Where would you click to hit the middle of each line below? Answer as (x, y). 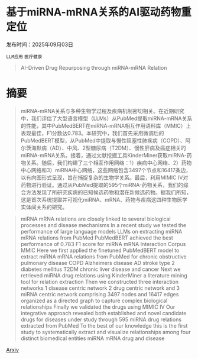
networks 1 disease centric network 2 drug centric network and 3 (100, 288)
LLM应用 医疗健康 (24, 57)
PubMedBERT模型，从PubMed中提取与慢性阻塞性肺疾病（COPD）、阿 (106, 140)
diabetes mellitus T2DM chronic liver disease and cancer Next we (100, 269)
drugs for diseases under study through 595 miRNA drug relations (101, 319)
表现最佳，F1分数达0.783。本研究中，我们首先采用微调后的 (92, 133)
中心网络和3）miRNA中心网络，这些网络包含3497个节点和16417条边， (106, 170)
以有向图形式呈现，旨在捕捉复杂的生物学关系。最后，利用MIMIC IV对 (104, 177)
